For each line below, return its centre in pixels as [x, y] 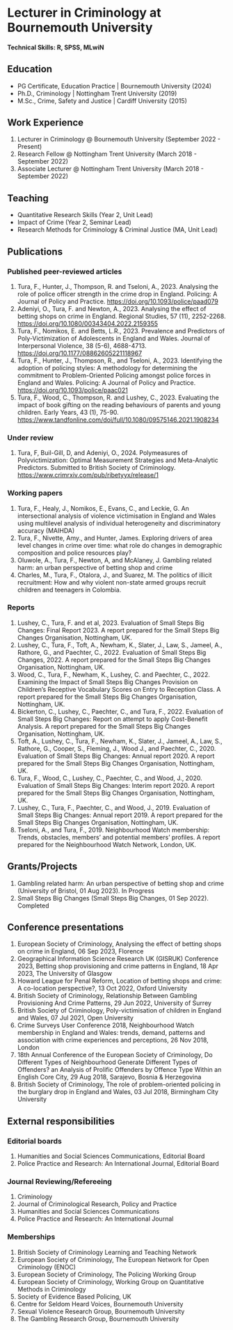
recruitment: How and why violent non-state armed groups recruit [112, 582]
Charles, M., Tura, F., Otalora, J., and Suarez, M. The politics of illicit [114, 575]
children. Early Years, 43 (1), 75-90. [68, 412]
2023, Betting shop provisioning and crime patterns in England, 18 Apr [118, 966]
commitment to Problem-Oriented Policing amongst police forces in [114, 375]
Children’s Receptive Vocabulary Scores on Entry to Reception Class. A [119, 689]
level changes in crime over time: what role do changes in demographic [120, 545]
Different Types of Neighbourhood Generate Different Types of [107, 1062]
